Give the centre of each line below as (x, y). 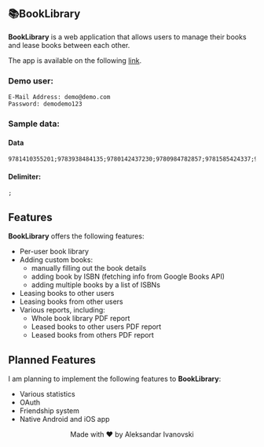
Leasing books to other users (67, 294)
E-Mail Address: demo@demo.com (59, 98)
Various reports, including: (62, 310)
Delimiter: (25, 176)
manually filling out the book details (89, 268)
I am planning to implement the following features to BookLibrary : (115, 379)
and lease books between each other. (69, 45)
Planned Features (52, 360)
